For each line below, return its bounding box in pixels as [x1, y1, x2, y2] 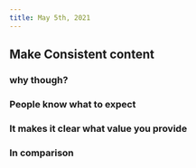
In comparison [9, 146, 74, 159]
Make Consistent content [9, 47, 155, 62]
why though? [9, 73, 69, 86]
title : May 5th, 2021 [9, 13, 91, 23]
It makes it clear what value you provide [9, 122, 188, 135]
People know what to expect [9, 98, 136, 110]
